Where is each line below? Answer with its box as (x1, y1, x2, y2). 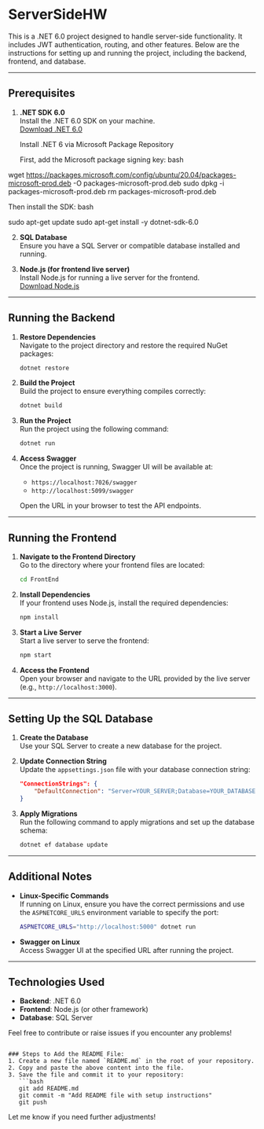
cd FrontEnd (19, 576, 59, 583)
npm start (19, 651, 53, 659)
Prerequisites (8, 86, 75, 100)
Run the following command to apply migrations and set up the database (19, 818, 255, 827)
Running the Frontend (8, 531, 117, 544)
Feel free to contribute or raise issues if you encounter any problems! (8, 1028, 233, 1038)
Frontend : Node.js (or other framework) (19, 1005, 149, 1014)
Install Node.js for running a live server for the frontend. (19, 273, 200, 282)
